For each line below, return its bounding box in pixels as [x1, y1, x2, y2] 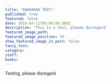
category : [5, 48, 25, 53]
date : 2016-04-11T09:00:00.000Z [5, 20, 71, 26]
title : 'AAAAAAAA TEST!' [5, 7, 56, 12]
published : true [5, 12, 38, 17]
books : [5, 57, 19, 62]
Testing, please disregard [5, 70, 56, 76]
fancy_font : [5, 43, 29, 48]
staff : [5, 52, 19, 58]
